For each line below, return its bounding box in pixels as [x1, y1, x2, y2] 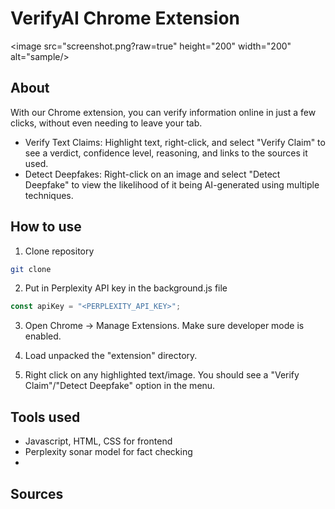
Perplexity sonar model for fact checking [24, 446, 193, 458]
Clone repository [24, 245, 95, 257]
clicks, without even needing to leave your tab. [10, 117, 203, 129]
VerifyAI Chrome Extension [10, 7, 240, 30]
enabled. [24, 330, 62, 342]
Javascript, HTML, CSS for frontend [24, 435, 173, 447]
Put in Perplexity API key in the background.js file [24, 282, 228, 294]
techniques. [24, 189, 74, 201]
